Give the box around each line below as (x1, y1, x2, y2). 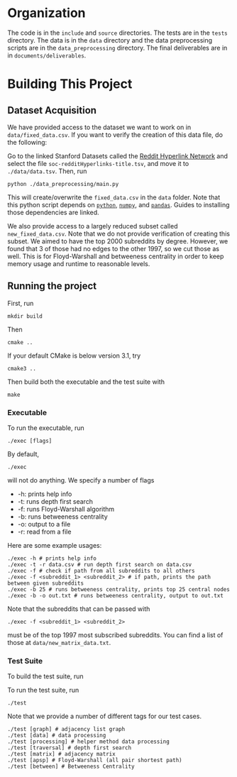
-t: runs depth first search (17, 497, 94, 506)
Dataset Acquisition (7, 104, 97, 116)
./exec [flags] (7, 438, 53, 445)
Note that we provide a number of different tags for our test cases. (7, 712, 202, 721)
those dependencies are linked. (7, 208, 99, 216)
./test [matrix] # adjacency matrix (7, 751, 116, 758)
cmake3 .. (7, 365, 37, 372)
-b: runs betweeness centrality (17, 512, 108, 521)
